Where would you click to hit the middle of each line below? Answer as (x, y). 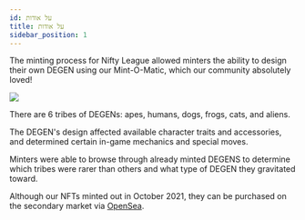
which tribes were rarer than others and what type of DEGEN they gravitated (152, 169)
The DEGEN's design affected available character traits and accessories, (146, 132)
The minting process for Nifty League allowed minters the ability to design (148, 61)
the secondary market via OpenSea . (77, 206)
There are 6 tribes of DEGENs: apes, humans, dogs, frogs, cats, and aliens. (150, 115)
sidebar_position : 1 (49, 35)
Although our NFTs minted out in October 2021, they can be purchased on (148, 196)
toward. (24, 179)
